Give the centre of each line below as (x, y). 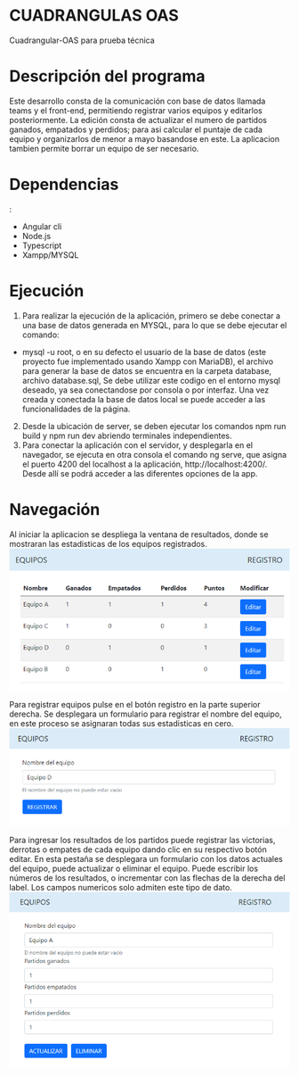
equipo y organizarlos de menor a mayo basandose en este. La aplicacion (145, 138)
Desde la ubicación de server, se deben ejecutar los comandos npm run (154, 426)
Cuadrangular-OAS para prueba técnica (82, 40)
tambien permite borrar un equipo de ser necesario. (104, 148)
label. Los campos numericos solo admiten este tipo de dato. (121, 887)
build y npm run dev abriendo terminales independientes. (127, 435)
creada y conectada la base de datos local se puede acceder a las (144, 399)
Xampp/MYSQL (50, 254)
